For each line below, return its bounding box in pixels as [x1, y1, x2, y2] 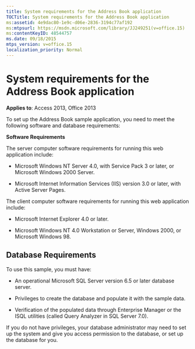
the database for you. [6, 336, 58, 343]
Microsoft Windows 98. [14, 233, 72, 240]
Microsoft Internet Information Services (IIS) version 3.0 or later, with [14, 180, 181, 187]
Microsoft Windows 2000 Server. [14, 168, 95, 175]
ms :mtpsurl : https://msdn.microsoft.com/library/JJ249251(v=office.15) [6, 25, 185, 31]
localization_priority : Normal [6, 47, 83, 53]
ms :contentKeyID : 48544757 [6, 31, 72, 36]
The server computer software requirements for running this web [6, 145, 163, 152]
